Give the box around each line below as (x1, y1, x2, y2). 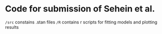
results (5, 24, 19, 30)
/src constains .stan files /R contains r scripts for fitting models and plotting (5, 19, 158, 25)
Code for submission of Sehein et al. (5, 3, 155, 14)
